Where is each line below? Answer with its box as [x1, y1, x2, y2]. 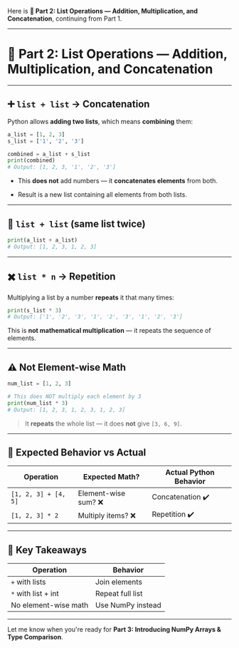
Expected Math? [83, 472, 140, 482]
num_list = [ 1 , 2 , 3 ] [7, 380, 72, 388]
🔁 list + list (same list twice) [7, 217, 146, 230]
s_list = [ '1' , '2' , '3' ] [7, 138, 84, 145]
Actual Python [165, 468, 215, 478]
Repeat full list [95, 589, 143, 599]
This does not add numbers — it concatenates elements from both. [17, 177, 218, 185]
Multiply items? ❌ [78, 510, 137, 520]
